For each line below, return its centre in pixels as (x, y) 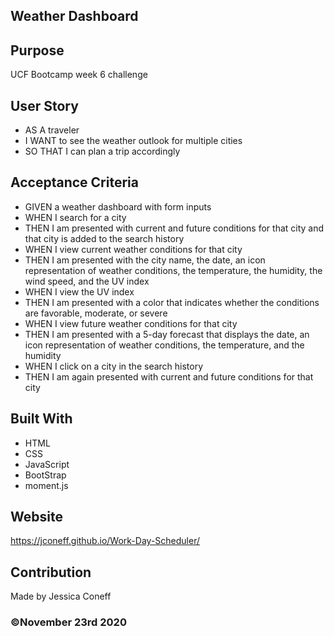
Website (36, 517)
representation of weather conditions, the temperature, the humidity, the (173, 270)
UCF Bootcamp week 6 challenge (79, 75)
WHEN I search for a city (75, 217)
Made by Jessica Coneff (61, 596)
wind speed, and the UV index (87, 281)
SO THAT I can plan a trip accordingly (102, 151)
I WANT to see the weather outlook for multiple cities (133, 141)
